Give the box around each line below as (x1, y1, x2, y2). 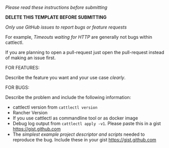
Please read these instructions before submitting (5, 5, 108, 10)
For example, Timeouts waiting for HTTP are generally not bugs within (5, 34, 153, 40)
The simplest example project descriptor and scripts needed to (12, 131, 145, 137)
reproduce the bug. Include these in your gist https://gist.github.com (12, 137, 157, 142)
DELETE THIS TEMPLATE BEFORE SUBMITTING (5, 14, 107, 20)
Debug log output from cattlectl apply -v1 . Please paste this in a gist (12, 120, 161, 127)
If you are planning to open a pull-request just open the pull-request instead (5, 50, 164, 55)
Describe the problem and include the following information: (5, 94, 131, 100)
